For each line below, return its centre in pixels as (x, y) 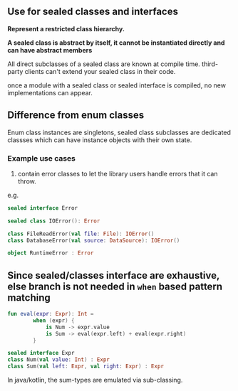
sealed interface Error (43, 208)
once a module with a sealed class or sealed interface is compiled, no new (117, 85)
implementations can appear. (50, 92)
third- (210, 64)
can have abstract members (50, 50)
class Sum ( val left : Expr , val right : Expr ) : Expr (86, 366)
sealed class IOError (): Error (54, 221)
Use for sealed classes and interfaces (93, 12)
